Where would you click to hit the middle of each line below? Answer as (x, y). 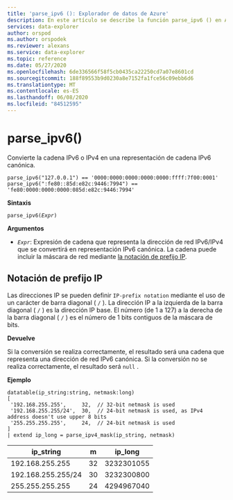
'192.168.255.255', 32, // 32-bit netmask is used (93, 405)
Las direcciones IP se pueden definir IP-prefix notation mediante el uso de (116, 295)
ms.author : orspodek (37, 40)
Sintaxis (19, 203)
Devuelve (21, 338)
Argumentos (26, 228)
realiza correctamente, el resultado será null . (73, 366)
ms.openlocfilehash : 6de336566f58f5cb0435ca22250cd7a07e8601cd (101, 72)
